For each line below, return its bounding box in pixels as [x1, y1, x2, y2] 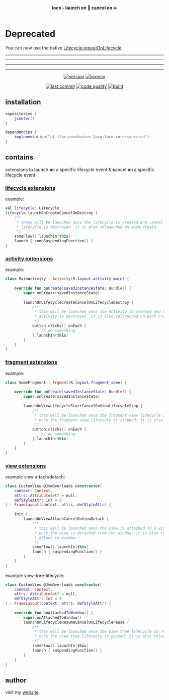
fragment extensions [5, 359, 58, 366]
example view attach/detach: [5, 473, 65, 479]
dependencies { [5, 130, 37, 135]
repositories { [5, 111, 37, 116]
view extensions [5, 462, 46, 469]
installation [5, 98, 41, 106]
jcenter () [14, 116, 35, 121]
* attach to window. [34, 535, 78, 540]
